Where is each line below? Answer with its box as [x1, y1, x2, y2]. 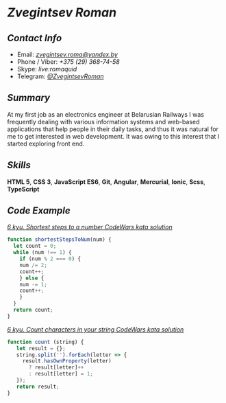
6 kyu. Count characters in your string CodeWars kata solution [7, 325, 184, 334]
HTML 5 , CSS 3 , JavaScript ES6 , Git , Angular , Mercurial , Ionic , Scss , [7, 177, 205, 186]
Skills [7, 159, 31, 171]
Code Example [7, 205, 71, 217]
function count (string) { [7, 338, 84, 345]
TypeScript [7, 185, 40, 193]
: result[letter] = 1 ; [28, 371, 94, 378]
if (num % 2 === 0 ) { [19, 255, 81, 262]
